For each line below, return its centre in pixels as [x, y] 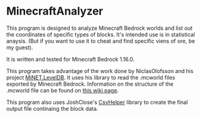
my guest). [20, 47]
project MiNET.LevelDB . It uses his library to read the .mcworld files [91, 77]
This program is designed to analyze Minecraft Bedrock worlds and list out [100, 28]
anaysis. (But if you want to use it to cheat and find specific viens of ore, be [101, 41]
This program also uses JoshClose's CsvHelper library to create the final [97, 102]
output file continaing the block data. [52, 108]
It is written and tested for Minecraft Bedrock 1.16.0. [70, 59]
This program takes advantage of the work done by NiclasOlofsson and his [100, 71]
